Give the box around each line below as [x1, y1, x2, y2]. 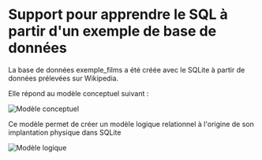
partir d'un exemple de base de [8, 22, 217, 40]
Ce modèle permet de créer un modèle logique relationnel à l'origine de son [8, 119, 254, 128]
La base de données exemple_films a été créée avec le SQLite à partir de [8, 65, 245, 74]
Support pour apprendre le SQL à [8, 6, 229, 24]
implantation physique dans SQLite [8, 128, 122, 137]
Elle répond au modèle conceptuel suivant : [8, 88, 149, 98]
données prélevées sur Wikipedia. [8, 73, 119, 83]
